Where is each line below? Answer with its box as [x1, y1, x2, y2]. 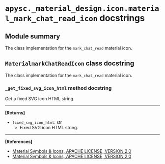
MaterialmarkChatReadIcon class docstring [5, 59, 135, 68]
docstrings [99, 13, 145, 24]
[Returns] [5, 110, 26, 116]
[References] [5, 139, 33, 145]
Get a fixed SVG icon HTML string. [5, 96, 75, 102]
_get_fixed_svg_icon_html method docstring [5, 84, 112, 91]
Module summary [5, 32, 60, 40]
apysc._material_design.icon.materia [5, 4, 160, 13]
